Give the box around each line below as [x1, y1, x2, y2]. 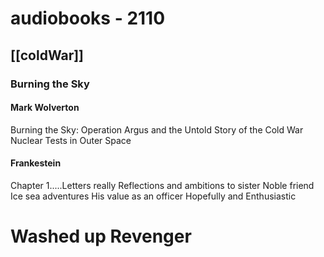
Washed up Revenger [10, 225, 192, 248]
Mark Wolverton [10, 102, 80, 114]
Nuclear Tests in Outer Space [10, 134, 132, 146]
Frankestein [10, 157, 62, 169]
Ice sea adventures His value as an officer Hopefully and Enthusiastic [10, 190, 297, 202]
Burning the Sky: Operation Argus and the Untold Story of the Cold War [10, 123, 304, 136]
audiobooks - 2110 [10, 7, 166, 30]
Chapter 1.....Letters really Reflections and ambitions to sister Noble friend [10, 179, 315, 191]
